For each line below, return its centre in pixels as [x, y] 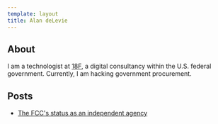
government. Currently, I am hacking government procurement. [100, 74]
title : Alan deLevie [38, 21]
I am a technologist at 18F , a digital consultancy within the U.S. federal [109, 66]
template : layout [33, 14]
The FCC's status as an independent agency [82, 113]
